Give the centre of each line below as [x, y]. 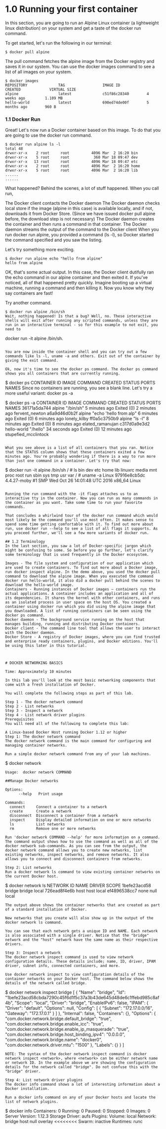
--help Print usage [41, 794]
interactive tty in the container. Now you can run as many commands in [82, 498]
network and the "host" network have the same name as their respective [82, 940]
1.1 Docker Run [23, 119]
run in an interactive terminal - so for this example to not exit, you [82, 325]
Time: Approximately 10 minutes [38, 672]
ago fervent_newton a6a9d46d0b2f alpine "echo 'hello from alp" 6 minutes [82, 413]
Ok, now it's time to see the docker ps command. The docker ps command [82, 369]
